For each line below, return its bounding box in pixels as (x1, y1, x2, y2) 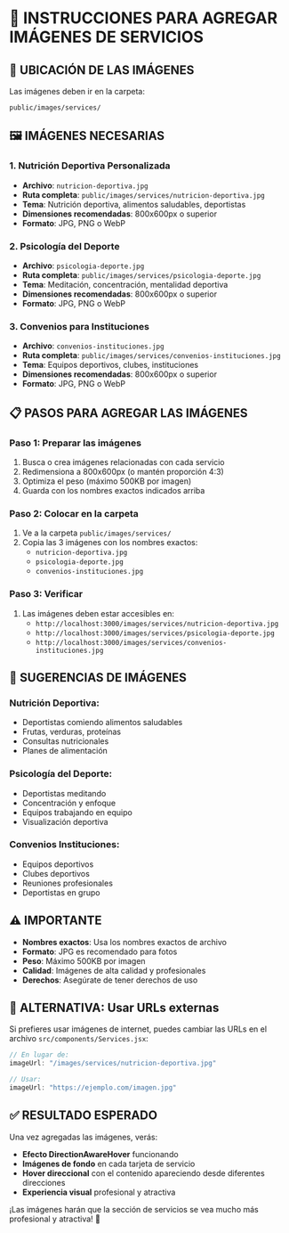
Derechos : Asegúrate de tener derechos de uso (21, 975, 198, 985)
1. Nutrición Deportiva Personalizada (9, 159, 171, 172)
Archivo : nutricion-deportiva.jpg (21, 180, 149, 191)
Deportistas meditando (21, 788, 107, 798)
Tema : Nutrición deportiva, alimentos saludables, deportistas (21, 199, 246, 209)
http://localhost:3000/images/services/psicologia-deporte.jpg (35, 628, 276, 638)
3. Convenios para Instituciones (9, 320, 149, 332)
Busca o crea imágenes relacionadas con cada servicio (21, 456, 225, 467)
